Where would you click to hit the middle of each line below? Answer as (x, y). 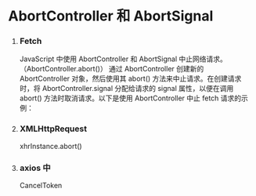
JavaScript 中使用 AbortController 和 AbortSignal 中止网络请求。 (123, 59)
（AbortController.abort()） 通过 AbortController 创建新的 (112, 69)
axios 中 (35, 168)
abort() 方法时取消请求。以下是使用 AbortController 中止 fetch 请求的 (130, 98)
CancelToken (41, 186)
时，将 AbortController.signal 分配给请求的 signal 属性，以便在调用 (126, 89)
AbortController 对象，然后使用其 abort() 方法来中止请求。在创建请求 (130, 78)
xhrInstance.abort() (50, 146)
